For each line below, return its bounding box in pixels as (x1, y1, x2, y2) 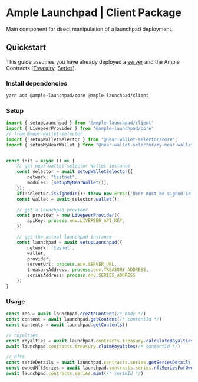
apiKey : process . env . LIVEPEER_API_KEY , (27, 218, 126, 224)
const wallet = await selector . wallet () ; (16, 196, 120, 202)
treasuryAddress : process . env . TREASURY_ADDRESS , (27, 267, 149, 273)
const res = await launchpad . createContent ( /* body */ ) (6, 311, 146, 317)
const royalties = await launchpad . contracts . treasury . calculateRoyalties (6, 338, 194, 344)
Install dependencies (6, 79, 68, 87)
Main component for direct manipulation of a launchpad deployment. (6, 25, 173, 32)
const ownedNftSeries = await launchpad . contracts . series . (6, 365, 154, 371)
